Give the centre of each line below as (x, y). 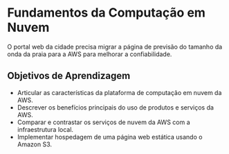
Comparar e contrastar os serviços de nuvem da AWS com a (103, 122)
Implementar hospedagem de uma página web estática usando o (110, 137)
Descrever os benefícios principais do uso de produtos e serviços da (116, 107)
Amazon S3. (35, 144)
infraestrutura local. (45, 129)
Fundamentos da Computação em (107, 13)
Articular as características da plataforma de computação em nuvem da (119, 92)
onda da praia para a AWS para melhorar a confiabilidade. (90, 54)
